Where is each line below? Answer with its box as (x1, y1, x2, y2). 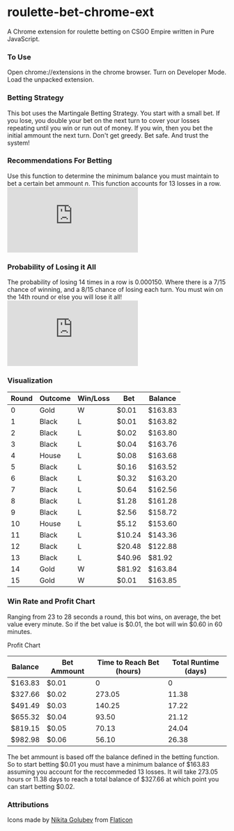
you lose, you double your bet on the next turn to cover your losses (7, 116, 200, 124)
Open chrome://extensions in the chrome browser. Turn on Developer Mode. (7, 68, 226, 77)
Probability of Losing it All (7, 262, 96, 272)
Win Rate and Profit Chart (7, 596, 95, 606)
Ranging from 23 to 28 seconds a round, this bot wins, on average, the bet (7, 612, 221, 621)
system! (7, 138, 30, 147)
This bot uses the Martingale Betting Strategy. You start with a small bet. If (7, 109, 221, 117)
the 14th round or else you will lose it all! (7, 293, 123, 301)
